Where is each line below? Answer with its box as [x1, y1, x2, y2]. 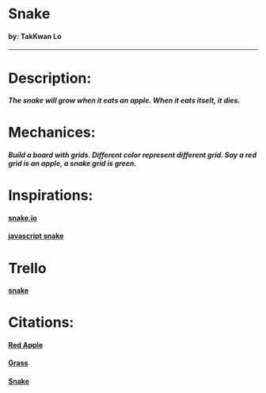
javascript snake [8, 231, 64, 241]
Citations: [8, 314, 74, 332]
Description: [8, 69, 92, 87]
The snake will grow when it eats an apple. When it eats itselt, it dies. [8, 96, 241, 106]
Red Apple [8, 340, 44, 349]
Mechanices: [8, 124, 97, 141]
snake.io [8, 213, 37, 222]
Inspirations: [8, 187, 93, 205]
